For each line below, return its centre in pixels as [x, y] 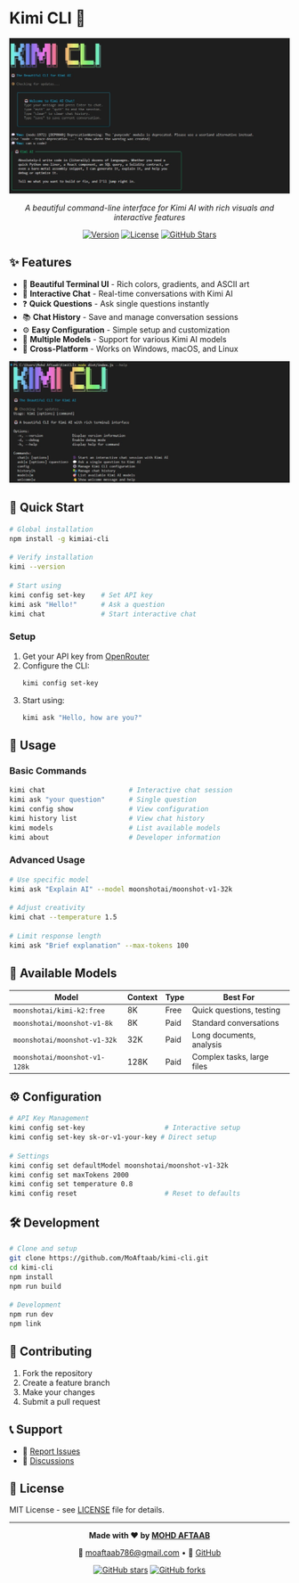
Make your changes [58, 1392]
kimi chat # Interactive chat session [121, 791]
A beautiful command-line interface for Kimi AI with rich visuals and [149, 208]
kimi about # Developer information [115, 837]
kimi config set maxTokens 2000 [69, 1175]
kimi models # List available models [115, 828]
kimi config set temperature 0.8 [71, 1185]
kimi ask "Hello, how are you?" [82, 718]
